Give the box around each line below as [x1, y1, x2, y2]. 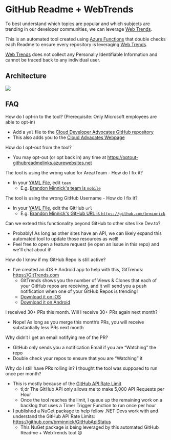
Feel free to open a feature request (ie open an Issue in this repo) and [12, 241, 160, 247]
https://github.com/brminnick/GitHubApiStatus [12, 418, 111, 425]
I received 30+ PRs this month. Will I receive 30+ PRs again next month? [5, 309, 158, 315]
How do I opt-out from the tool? [5, 144, 72, 150]
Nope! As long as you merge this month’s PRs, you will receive [12, 319, 144, 325]
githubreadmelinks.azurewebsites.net [12, 159, 92, 166]
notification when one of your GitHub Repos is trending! [20, 288, 138, 294]
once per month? [5, 370, 41, 376]
